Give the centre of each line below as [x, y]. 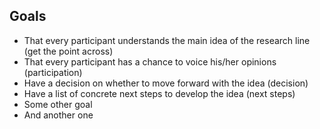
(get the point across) [68, 51]
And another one [58, 115]
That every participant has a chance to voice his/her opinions [150, 61]
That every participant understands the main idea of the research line [167, 40]
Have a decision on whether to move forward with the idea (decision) [166, 83]
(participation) [53, 72]
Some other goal [58, 104]
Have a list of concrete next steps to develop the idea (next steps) [159, 93]
